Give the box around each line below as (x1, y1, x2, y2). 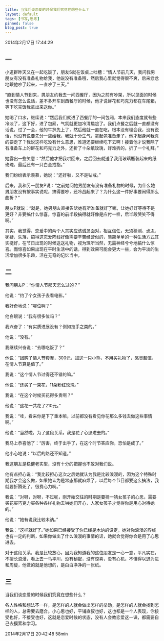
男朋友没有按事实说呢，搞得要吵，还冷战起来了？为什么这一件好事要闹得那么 (5, 188, 159, 194)
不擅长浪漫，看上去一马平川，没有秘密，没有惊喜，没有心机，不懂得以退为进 (5, 556, 159, 562)
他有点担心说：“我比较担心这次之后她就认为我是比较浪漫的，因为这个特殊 (5, 471, 153, 477)
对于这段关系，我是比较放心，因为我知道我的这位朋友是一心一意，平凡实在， (5, 549, 159, 555)
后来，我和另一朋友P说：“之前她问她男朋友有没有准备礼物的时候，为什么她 (5, 182, 155, 188)
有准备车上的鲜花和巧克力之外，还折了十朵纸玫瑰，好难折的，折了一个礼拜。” (5, 145, 159, 151)
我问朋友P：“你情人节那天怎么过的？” (5, 282, 81, 288)
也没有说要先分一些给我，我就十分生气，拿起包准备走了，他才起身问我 (13, 133, 155, 139)
